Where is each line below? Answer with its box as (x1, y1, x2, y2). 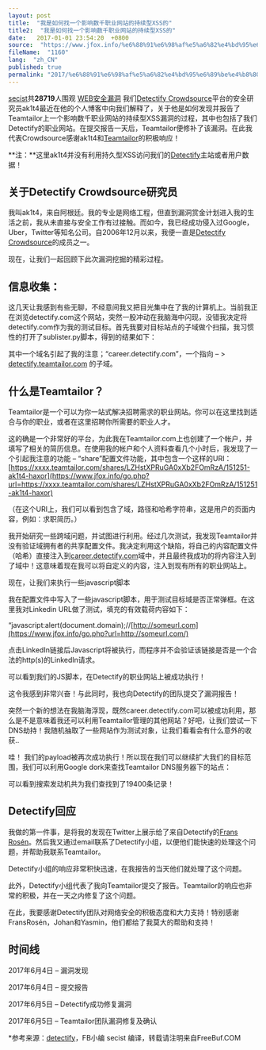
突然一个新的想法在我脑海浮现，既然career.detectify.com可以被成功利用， (8, 706, 249, 715)
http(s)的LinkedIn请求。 (21, 656, 100, 665)
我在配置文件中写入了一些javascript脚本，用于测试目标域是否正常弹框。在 (8, 594, 249, 604)
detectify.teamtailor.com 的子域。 (8, 359, 117, 369)
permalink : (8, 71, 44, 79)
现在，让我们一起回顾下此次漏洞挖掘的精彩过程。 (8, 255, 168, 264)
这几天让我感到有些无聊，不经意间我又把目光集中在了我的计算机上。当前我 (8, 302, 251, 312)
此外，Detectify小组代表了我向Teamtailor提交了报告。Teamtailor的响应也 (8, 880, 245, 890)
